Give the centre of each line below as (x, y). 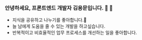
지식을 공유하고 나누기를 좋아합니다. (49, 20)
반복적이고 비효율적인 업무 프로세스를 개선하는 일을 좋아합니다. (75, 33)
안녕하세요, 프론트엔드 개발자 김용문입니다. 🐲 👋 (59, 8)
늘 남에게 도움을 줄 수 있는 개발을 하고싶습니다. (59, 26)
